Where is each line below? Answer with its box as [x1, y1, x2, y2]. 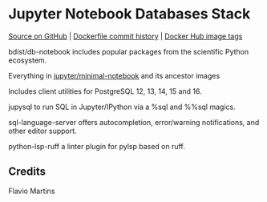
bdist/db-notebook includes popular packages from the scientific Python [8, 46, 249, 56]
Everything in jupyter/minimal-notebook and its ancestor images [8, 71, 220, 80]
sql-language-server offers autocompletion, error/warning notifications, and [8, 117, 260, 127]
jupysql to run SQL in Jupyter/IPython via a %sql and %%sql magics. [8, 102, 236, 111]
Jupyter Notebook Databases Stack [8, 5, 251, 23]
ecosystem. [8, 55, 47, 65]
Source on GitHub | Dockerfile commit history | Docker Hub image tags [8, 31, 243, 41]
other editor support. [8, 126, 78, 135]
